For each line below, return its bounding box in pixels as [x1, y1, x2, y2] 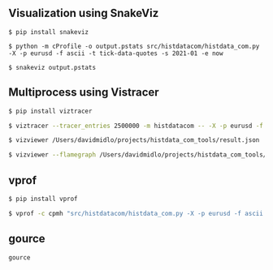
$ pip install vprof [8, 195, 79, 203]
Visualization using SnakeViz [8, 6, 159, 20]
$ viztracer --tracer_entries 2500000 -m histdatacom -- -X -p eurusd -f [8, 122, 264, 130]
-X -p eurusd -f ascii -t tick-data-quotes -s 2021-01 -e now [8, 49, 223, 58]
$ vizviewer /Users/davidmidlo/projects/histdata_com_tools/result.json [8, 136, 260, 144]
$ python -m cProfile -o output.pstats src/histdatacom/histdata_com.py [8, 42, 260, 50]
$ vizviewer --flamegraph [8, 151, 96, 159]
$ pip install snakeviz [8, 28, 89, 36]
